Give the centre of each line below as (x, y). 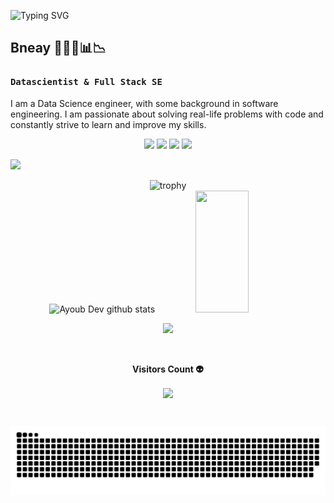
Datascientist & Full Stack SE (86, 82)
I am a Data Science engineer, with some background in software (144, 103)
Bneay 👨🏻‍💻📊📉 (58, 48)
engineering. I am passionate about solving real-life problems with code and (167, 114)
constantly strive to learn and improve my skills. (108, 124)
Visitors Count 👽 (168, 369)
